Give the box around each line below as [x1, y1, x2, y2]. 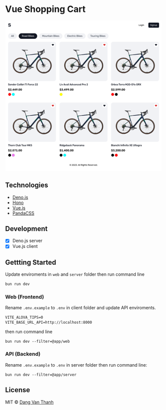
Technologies [5, 181, 49, 190]
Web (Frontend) [5, 293, 44, 300]
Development [5, 224, 48, 233]
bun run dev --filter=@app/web [5, 339, 70, 344]
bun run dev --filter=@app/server [5, 372, 77, 377]
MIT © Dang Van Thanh [5, 399, 54, 405]
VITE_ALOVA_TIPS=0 [5, 315, 43, 320]
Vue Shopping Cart [5, 3, 86, 15]
